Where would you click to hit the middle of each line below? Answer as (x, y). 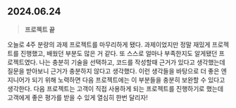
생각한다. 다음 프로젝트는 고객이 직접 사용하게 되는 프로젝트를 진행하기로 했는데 (116, 88)
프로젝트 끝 (39, 29)
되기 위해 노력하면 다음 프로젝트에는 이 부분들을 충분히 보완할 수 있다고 (128, 80)
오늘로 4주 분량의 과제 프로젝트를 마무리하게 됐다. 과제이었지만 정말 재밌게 (109, 44)
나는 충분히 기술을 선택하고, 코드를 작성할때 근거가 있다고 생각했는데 (132, 62)
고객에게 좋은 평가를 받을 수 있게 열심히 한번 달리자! (77, 97)
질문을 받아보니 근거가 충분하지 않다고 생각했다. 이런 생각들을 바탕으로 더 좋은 (113, 71)
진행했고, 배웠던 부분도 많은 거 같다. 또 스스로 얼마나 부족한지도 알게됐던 (119, 53)
